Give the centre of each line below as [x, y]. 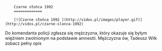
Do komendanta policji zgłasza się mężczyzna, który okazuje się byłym [76, 33]
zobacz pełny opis [23, 43]
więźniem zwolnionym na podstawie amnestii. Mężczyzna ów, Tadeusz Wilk [81, 38]
